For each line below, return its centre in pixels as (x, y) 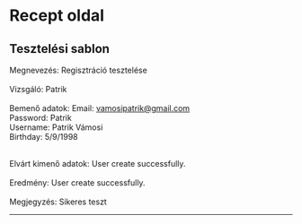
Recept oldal (57, 16)
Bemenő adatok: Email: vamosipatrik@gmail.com (100, 108)
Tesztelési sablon (60, 49)
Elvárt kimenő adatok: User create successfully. (98, 164)
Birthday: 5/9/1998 (44, 137)
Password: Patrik (40, 118)
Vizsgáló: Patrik (38, 89)
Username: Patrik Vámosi (56, 127)
